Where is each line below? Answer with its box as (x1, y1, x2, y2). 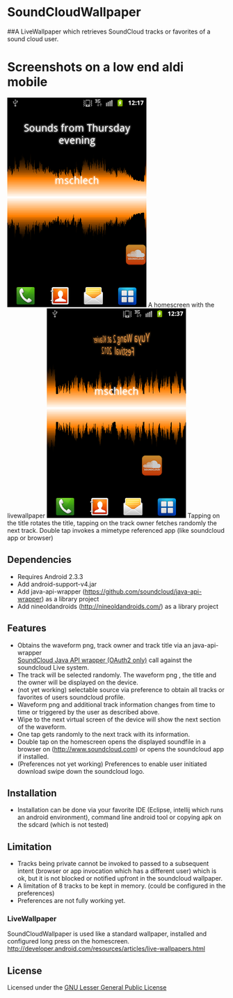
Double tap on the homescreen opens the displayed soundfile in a (17, 738, 207, 746)
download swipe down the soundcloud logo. (17, 767, 145, 775)
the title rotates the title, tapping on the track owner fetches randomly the (7, 518, 217, 527)
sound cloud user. (7, 34, 59, 43)
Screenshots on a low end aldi (7, 59, 184, 75)
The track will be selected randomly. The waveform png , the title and (17, 670, 217, 679)
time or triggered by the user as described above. (17, 707, 160, 716)
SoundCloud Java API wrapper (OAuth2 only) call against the (17, 656, 193, 664)
